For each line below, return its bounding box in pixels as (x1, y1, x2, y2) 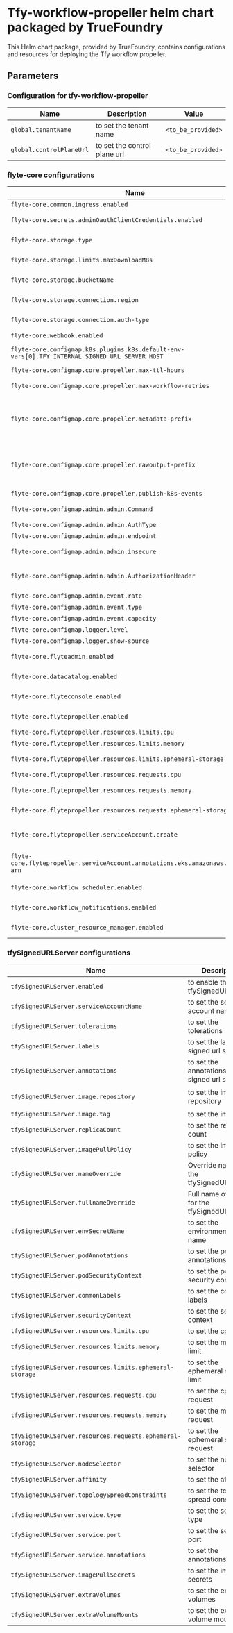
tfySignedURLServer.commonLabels (10, 1291, 121, 1300)
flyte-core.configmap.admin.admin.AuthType (10, 521, 157, 528)
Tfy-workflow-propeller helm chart (7, 5, 214, 21)
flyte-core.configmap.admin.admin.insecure (10, 547, 157, 555)
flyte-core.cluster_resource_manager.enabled (10, 923, 164, 931)
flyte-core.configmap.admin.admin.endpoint (10, 532, 157, 539)
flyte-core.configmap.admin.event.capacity (10, 614, 157, 622)
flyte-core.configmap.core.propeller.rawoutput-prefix (10, 460, 196, 469)
